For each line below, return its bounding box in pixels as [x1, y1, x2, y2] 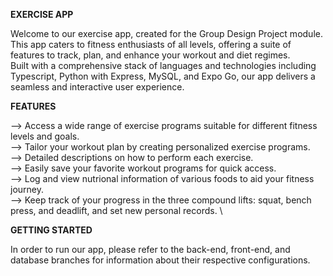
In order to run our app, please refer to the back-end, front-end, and [10, 244, 291, 255]
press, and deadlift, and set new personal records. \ [10, 205, 223, 216]
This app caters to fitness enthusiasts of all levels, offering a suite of [10, 39, 292, 50]
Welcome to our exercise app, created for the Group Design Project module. [10, 28, 323, 39]
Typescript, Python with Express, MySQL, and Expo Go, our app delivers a [10, 70, 316, 82]
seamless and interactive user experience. [10, 81, 185, 93]
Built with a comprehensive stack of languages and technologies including [10, 60, 317, 71]
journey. [10, 184, 44, 195]
